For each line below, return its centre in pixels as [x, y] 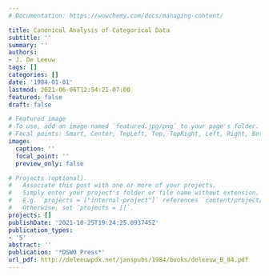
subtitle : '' [30, 38]
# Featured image [37, 119]
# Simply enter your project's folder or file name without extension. [134, 193]
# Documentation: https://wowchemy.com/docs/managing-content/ [116, 16]
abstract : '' [30, 245]
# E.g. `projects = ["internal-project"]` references [103, 201]
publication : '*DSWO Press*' [57, 253]
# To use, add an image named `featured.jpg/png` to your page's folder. [134, 126]
